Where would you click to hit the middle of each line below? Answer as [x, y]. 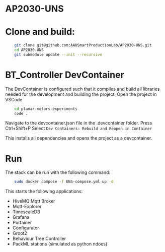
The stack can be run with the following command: [58, 172]
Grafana [21, 217]
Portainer [22, 223]
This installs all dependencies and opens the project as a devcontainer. [79, 138]
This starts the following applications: [44, 192]
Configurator [26, 228]
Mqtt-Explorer [27, 207]
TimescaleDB [26, 212]
